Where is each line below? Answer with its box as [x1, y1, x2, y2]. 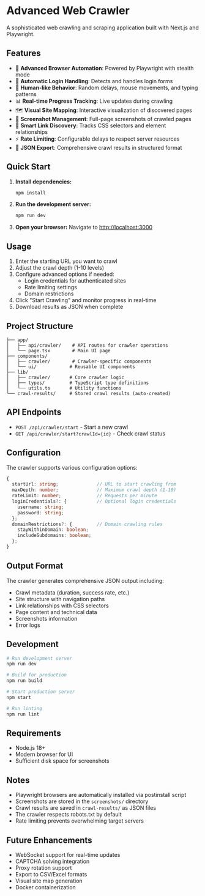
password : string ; [17, 509, 64, 516]
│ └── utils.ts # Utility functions [6, 385, 122, 391]
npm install [15, 190, 46, 196]
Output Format [6, 561, 64, 571]
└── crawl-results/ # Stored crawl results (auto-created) [6, 390, 171, 396]
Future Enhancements [6, 835, 93, 845]
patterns [15, 90, 37, 98]
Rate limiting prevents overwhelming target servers [15, 817, 144, 824]
